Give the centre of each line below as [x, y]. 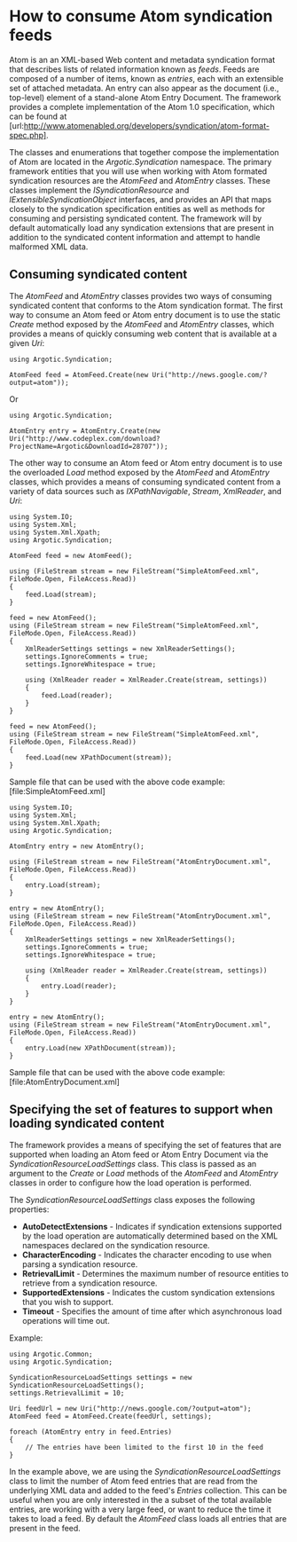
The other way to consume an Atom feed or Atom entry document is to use [146, 462]
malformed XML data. [49, 247]
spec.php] [28, 135]
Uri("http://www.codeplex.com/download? [85, 438]
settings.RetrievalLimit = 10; [67, 1393]
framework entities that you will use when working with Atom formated [138, 171]
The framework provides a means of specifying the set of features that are [145, 1145]
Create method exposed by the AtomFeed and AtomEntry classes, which [142, 324]
